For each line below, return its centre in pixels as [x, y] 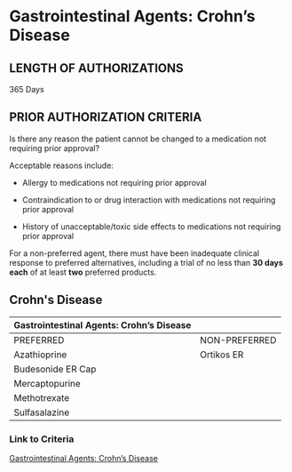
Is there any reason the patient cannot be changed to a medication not [138, 139]
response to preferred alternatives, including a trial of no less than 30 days [146, 262]
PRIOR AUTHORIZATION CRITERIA [106, 117]
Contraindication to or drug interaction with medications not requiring [149, 200]
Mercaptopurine [47, 383]
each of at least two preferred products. [83, 272]
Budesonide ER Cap [55, 369]
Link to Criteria [42, 439]
